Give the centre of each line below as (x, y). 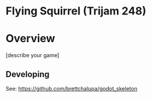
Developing (27, 74)
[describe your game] (33, 55)
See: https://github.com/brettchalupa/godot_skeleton (71, 88)
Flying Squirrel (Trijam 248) (76, 11)
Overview (30, 39)
